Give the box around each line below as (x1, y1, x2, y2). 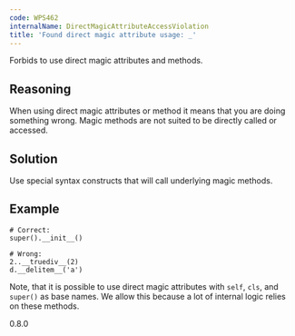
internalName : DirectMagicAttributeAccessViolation (9, 22, 209, 31)
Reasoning (9, 81, 72, 96)
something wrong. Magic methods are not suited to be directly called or (9, 115, 277, 126)
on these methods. (9, 301, 80, 311)
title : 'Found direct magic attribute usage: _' (9, 30, 197, 39)
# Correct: (9, 225, 51, 234)
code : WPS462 (9, 13, 59, 23)
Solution (9, 151, 58, 166)
